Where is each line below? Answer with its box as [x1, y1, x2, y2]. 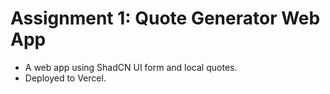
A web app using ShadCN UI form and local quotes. [24, 61, 238, 73]
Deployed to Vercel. [24, 72, 107, 84]
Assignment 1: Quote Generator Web [10, 7, 321, 30]
